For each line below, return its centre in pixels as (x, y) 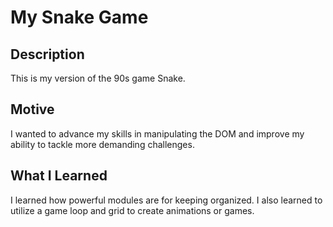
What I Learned (59, 176)
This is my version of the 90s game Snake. (98, 78)
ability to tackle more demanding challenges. (102, 144)
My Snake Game (79, 17)
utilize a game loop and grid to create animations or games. (132, 210)
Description (47, 54)
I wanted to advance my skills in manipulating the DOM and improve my (157, 133)
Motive (32, 109)
